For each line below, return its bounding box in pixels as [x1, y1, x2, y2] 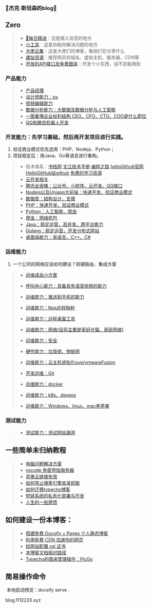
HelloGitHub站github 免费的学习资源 [25, 170, 102, 176]
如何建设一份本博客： [5, 516, 73, 524]
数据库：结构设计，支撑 [25, 196, 75, 202]
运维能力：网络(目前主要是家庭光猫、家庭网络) [25, 326, 124, 332]
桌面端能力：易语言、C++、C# [25, 234, 91, 240]
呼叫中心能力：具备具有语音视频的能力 [25, 282, 107, 289]
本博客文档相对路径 [25, 549, 67, 556]
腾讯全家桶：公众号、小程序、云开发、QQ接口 [25, 183, 123, 189]
